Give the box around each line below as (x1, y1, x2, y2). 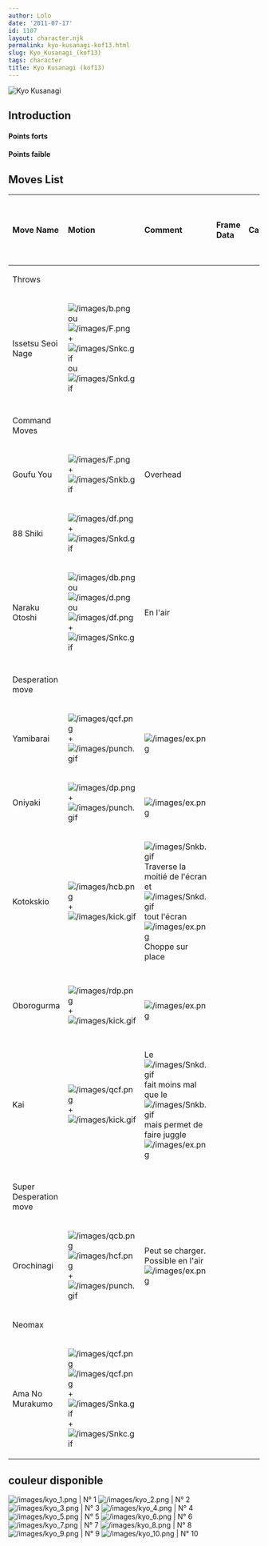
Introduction (8, 109, 72, 122)
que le (144, 1089, 167, 1100)
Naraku (12, 602, 40, 613)
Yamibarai (12, 733, 50, 744)
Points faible (8, 150, 51, 159)
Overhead (144, 469, 182, 480)
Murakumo (12, 1398, 53, 1409)
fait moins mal (144, 1079, 197, 1091)
